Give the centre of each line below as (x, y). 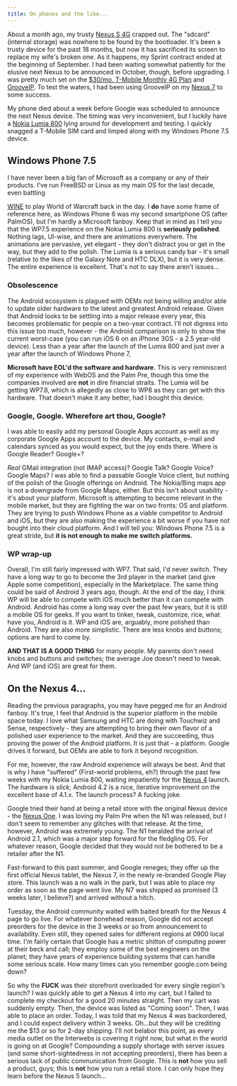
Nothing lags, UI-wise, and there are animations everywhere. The (103, 237)
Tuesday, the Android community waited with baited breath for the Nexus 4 (117, 911)
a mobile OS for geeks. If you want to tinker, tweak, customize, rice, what (114, 615)
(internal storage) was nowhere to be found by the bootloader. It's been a (114, 42)
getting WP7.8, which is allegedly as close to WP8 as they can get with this (116, 390)
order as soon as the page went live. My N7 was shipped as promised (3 (113, 890)
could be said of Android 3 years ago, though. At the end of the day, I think (116, 592)
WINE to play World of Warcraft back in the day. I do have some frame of (113, 207)
